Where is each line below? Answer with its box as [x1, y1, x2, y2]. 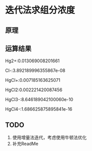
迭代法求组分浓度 [5, 4, 76, 16]
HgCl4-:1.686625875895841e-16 [5, 106, 73, 112]
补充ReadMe [12, 141, 39, 147]
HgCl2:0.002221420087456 [5, 87, 63, 93]
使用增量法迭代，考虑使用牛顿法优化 [12, 135, 87, 141]
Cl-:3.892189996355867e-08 [5, 68, 66, 74]
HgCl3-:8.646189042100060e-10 [5, 97, 74, 103]
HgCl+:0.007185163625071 [5, 77, 61, 83]
